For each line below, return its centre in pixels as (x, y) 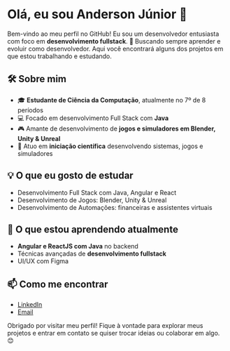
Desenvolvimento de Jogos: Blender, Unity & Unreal (92, 200)
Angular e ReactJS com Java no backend (78, 246)
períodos (30, 110)
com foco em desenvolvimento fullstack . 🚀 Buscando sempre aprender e (114, 41)
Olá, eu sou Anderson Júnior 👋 (97, 14)
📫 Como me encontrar (58, 284)
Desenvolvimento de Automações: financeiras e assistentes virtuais (115, 207)
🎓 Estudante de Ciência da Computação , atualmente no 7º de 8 (112, 100)
